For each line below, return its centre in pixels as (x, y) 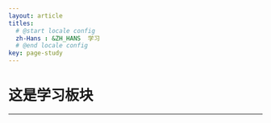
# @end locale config (52, 46)
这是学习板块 (51, 95)
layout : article (35, 16)
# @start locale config (55, 31)
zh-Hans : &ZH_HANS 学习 (58, 38)
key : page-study (35, 53)
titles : (21, 23)
